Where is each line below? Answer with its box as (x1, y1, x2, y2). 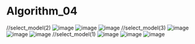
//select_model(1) (52, 30, 96, 37)
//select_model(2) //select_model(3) (6, 24, 166, 31)
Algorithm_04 (6, 4, 78, 18)
